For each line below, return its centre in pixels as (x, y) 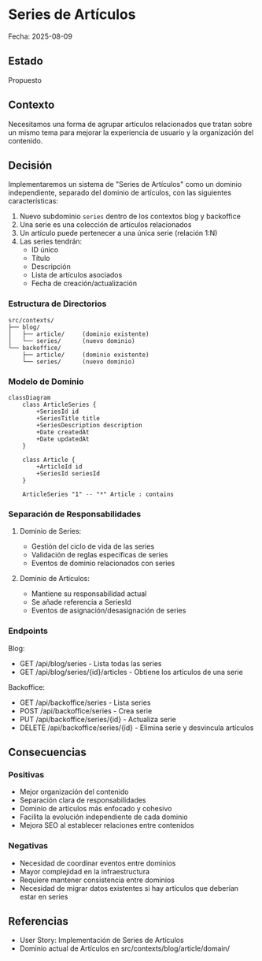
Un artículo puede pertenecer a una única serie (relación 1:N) (118, 233)
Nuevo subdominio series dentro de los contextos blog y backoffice (130, 216)
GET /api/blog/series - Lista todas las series (90, 663)
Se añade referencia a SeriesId (81, 602)
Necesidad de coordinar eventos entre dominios (98, 863)
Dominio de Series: (50, 531)
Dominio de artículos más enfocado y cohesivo (96, 809)
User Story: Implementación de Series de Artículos (101, 941)
